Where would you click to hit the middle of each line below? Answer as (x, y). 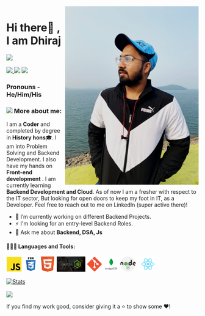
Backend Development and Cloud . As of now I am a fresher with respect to (101, 192)
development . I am (31, 179)
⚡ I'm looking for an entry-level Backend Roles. (74, 224)
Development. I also (31, 160)
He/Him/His (24, 94)
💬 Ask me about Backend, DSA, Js (59, 232)
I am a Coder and (28, 124)
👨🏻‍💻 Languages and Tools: (41, 246)
